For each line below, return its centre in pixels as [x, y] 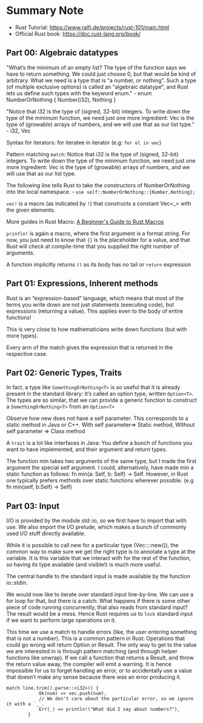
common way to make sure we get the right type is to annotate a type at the [101, 551]
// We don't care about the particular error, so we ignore [116, 699]
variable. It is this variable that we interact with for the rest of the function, [98, 558]
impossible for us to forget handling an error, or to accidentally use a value [99, 671]
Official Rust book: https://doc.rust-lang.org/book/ [78, 33]
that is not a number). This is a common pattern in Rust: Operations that [96, 638]
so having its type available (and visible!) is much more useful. [84, 565]
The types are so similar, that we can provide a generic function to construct [101, 400]
